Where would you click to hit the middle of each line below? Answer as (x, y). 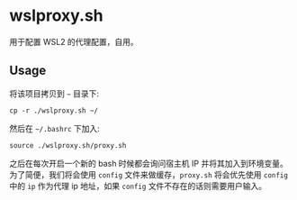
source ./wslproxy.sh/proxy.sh (68, 145)
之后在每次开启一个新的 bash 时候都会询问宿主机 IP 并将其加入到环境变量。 (148, 163)
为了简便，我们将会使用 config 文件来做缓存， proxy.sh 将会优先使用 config (148, 174)
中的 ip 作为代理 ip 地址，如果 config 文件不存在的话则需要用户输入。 (138, 186)
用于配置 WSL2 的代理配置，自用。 (74, 41)
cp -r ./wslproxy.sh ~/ (54, 110)
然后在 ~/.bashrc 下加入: (55, 128)
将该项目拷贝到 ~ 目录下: (54, 93)
